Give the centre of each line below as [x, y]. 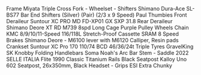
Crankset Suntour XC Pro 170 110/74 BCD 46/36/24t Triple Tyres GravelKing [100, 46]
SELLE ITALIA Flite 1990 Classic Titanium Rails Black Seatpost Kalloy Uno [97, 59]
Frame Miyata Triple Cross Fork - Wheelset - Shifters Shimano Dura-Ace [96, 9]
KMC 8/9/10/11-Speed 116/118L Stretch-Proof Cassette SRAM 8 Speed [92, 34]
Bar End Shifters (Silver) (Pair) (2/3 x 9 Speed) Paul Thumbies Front [104, 15]
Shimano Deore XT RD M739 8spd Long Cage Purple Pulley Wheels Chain [97, 27]
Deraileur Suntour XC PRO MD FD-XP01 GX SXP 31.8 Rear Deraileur [89, 21]
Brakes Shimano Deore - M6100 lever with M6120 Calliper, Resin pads [92, 40]
